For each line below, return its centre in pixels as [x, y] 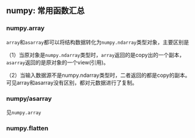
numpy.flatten [28, 128]
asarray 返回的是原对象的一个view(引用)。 [58, 62]
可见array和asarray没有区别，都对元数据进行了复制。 [72, 82]
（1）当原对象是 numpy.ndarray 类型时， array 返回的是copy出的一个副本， [95, 55]
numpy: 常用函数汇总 [46, 11]
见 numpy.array [24, 112]
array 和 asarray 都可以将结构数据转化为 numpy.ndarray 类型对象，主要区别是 [97, 42]
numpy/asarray [29, 98]
